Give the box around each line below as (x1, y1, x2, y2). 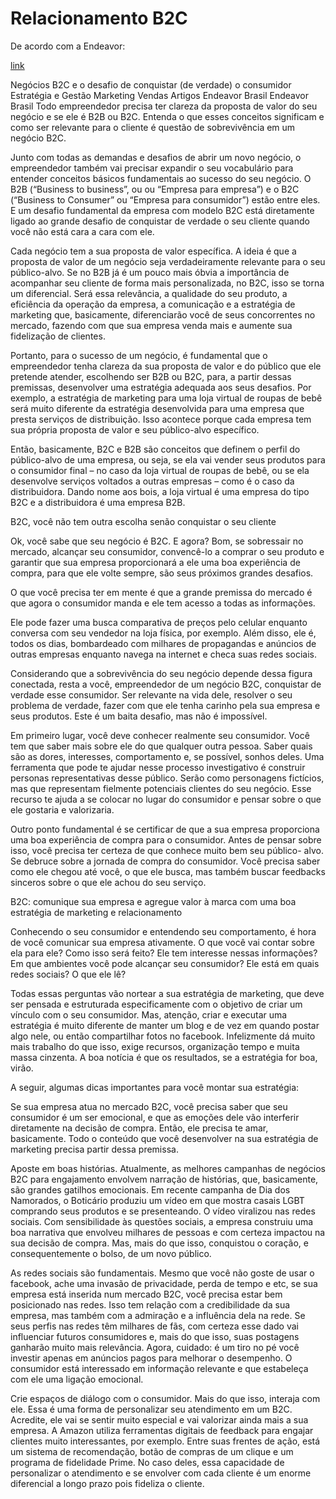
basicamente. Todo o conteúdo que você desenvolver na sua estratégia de (10, 1132, 319, 1144)
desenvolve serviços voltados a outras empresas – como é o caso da (10, 475, 295, 487)
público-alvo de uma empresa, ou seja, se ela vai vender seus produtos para (10, 453, 326, 466)
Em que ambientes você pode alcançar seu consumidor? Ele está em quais (10, 957, 320, 969)
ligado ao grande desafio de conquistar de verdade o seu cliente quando (10, 215, 310, 227)
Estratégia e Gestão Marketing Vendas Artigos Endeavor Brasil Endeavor (10, 89, 309, 101)
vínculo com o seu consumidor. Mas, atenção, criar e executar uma (10, 1008, 288, 1021)
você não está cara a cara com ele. (10, 225, 155, 237)
